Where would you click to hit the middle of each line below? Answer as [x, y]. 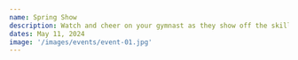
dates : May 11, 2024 [47, 34]
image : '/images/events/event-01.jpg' [81, 42]
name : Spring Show [43, 17]
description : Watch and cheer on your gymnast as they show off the [138, 26]
